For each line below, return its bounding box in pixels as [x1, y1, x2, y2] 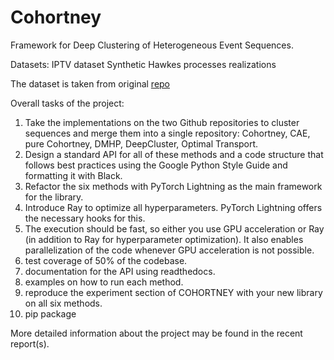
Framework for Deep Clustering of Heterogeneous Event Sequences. [10, 39, 294, 51]
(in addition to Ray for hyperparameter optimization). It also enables [24, 233, 304, 245]
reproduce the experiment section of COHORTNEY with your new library [24, 286, 323, 298]
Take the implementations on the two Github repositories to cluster [24, 116, 300, 128]
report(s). [10, 337, 50, 350]
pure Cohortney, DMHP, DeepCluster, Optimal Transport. [24, 137, 259, 150]
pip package [24, 307, 77, 320]
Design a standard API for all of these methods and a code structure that [24, 148, 324, 160]
